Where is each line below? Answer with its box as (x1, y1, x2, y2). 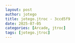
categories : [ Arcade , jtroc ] (5, 26, 66, 31)
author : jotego (5, 12, 37, 17)
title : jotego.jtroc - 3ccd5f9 (5, 16, 70, 21)
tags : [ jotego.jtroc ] (5, 30, 50, 35)
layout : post (5, 7, 32, 12)
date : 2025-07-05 (5, 21, 41, 26)
